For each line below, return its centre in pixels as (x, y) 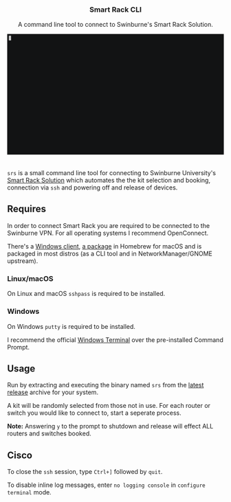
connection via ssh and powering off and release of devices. (92, 187)
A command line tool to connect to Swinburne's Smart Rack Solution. (115, 25)
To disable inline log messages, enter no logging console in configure (106, 485)
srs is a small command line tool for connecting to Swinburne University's (112, 173)
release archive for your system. (53, 392)
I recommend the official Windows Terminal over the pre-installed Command (115, 340)
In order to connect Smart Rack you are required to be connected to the (109, 225)
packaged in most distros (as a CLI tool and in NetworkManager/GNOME (110, 253)
